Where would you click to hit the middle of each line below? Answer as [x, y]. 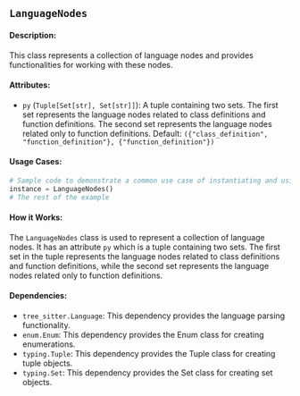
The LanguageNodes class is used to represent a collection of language [137, 237]
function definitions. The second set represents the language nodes [147, 123]
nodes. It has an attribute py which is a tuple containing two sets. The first [145, 247]
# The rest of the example [59, 197]
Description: [33, 35]
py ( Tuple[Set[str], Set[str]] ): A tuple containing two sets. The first [150, 105]
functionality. [46, 325]
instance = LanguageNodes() [62, 189]
